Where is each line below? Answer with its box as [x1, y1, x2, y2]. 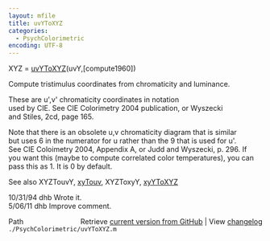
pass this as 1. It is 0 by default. [8, 161, 113, 171]
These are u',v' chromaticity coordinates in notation [8, 95, 180, 104]
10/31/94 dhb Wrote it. [8, 193, 82, 202]
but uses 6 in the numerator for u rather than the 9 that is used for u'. [8, 136, 237, 145]
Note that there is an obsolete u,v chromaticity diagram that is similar [8, 128, 238, 137]
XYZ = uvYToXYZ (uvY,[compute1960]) [8, 63, 136, 73]
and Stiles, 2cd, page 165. [8, 112, 94, 121]
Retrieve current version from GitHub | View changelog [80, 217, 263, 227]
